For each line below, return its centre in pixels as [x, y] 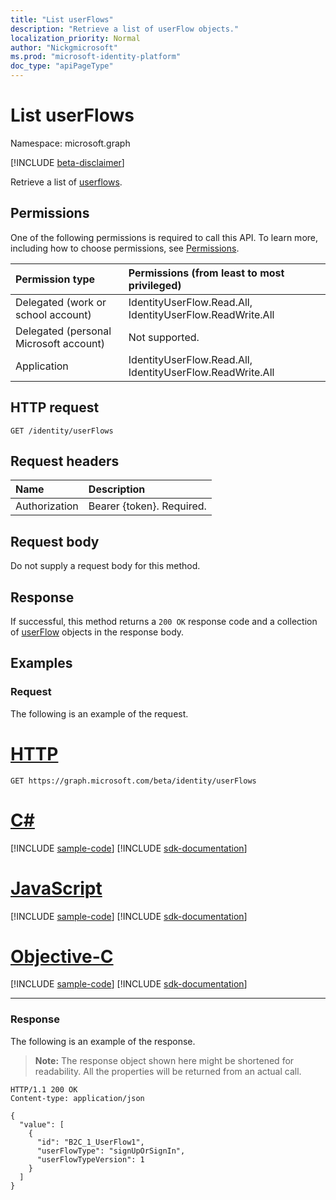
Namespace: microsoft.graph [70, 143]
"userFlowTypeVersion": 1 [90, 1159]
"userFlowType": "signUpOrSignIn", [111, 1151]
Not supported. [164, 337]
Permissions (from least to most [206, 273]
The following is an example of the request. [99, 713]
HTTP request [55, 407]
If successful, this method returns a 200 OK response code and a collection [164, 621]
